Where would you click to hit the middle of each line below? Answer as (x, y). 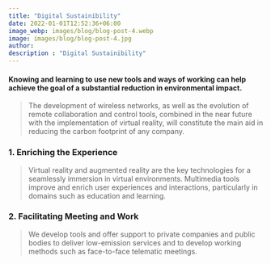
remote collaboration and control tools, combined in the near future (140, 115)
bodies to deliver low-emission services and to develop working (135, 242)
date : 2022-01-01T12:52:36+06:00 (65, 23)
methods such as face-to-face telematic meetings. (113, 251)
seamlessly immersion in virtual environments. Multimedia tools (134, 178)
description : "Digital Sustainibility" (78, 53)
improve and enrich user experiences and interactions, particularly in (143, 187)
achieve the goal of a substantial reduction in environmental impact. (125, 88)
